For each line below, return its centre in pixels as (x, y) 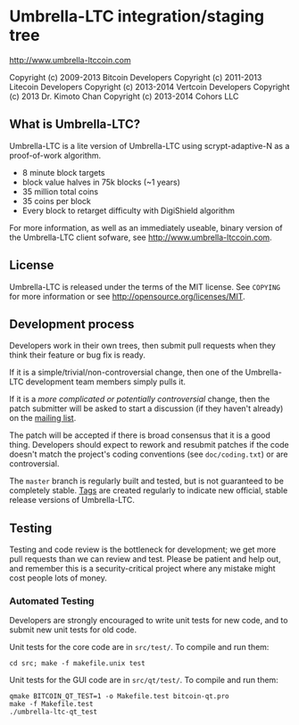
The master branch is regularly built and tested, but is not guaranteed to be (146, 481)
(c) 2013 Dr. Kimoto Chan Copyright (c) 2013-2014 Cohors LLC (124, 96)
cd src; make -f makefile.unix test (77, 663)
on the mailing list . (43, 418)
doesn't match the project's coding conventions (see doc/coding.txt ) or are (149, 454)
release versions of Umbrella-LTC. (72, 500)
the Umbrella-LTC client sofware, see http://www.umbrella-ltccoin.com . (141, 237)
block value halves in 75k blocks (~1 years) (101, 182)
